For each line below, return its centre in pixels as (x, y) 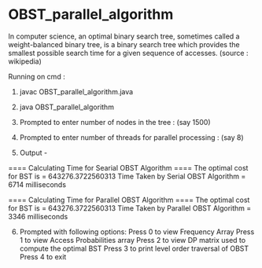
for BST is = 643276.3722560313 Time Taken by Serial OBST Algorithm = (127, 176)
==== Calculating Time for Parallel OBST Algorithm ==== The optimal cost (129, 200)
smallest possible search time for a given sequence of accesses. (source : (128, 53)
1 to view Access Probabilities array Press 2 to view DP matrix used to (133, 240)
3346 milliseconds (38, 216)
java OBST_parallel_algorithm (66, 107)
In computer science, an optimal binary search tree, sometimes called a (124, 36)
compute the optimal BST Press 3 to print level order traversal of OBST (134, 248)
